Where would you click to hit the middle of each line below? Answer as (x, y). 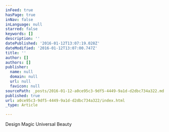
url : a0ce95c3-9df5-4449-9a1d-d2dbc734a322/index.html (65, 100)
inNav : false (19, 19)
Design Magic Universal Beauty (39, 124)
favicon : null (25, 86)
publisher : (17, 67)
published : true (23, 96)
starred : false (22, 29)
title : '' (16, 53)
